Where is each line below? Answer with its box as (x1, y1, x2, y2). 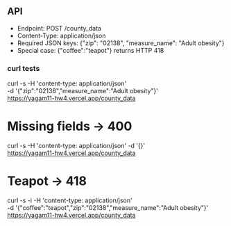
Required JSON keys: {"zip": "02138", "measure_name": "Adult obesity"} (17, 38, 225, 47)
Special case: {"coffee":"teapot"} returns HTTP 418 (17, 46, 164, 54)
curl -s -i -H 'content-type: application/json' (7, 196, 133, 204)
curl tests (7, 63, 40, 73)
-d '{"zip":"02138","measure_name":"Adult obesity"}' (7, 87, 158, 95)
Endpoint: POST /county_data (17, 24, 102, 32)
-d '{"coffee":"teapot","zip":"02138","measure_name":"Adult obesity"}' (7, 203, 209, 211)
